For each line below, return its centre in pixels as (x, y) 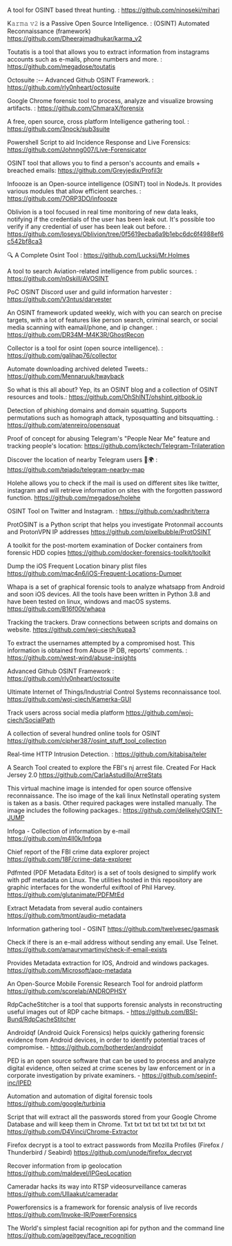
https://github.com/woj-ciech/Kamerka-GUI (69, 699)
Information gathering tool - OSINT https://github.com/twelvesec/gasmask (113, 929)
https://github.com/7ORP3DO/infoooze (62, 199)
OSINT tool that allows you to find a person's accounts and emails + (104, 163)
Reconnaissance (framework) (49, 31)
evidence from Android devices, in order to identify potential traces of (106, 1040)
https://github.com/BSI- (164, 1012)
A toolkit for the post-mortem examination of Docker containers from (105, 545)
